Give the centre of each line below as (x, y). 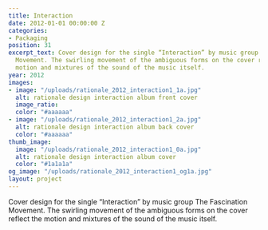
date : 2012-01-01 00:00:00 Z (57, 23)
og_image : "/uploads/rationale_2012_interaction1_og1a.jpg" (110, 172)
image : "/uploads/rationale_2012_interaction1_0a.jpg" (108, 149)
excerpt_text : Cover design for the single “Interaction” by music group (134, 53)
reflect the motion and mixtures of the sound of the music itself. (113, 218)
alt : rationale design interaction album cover (96, 157)
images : (21, 82)
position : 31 (30, 46)
